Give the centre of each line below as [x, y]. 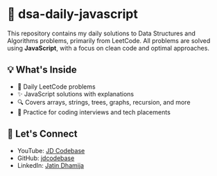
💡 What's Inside [42, 70]
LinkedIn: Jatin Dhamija [51, 165]
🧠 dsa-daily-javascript [73, 14]
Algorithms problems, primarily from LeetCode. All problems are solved [109, 40]
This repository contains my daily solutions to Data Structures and [102, 33]
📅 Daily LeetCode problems [56, 87]
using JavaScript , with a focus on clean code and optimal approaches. [108, 48]
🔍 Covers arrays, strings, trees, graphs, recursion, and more [104, 102]
